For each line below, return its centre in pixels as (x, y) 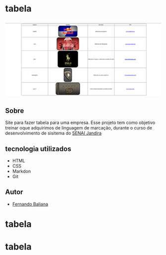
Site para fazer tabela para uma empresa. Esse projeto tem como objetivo (80, 123)
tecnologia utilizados (38, 149)
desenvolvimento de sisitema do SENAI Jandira (53, 133)
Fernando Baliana (30, 204)
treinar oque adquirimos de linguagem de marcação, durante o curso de (79, 128)
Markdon (22, 171)
